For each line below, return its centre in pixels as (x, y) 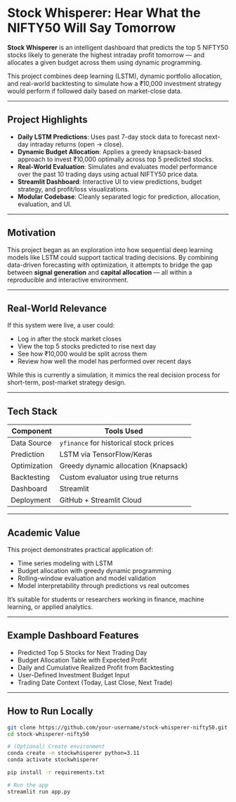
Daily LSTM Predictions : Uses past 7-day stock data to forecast (110, 137)
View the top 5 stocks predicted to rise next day (87, 346)
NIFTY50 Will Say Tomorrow (92, 28)
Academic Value (44, 533)
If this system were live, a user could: (61, 325)
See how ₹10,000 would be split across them (82, 354)
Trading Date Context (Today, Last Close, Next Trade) (95, 682)
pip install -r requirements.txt (56, 772)
